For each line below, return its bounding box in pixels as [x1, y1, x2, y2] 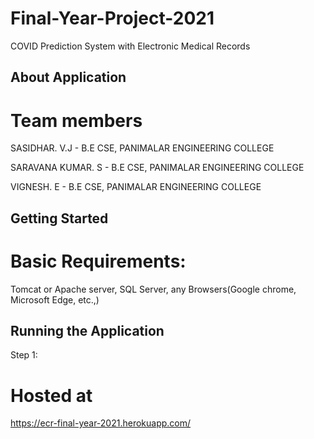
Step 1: [10, 349, 38, 361]
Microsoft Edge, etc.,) [10, 293, 100, 306]
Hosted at [10, 384, 93, 407]
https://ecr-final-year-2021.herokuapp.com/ [10, 417, 192, 429]
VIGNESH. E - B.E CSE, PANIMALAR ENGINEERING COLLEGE [10, 181, 262, 193]
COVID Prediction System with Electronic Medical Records [10, 40, 251, 52]
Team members [10, 109, 143, 132]
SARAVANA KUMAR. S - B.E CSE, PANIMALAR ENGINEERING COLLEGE [10, 162, 305, 174]
